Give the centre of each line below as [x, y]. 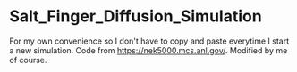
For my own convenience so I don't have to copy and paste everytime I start [149, 41]
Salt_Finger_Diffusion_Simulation [136, 16]
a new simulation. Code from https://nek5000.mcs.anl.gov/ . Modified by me [148, 50]
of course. [28, 60]
